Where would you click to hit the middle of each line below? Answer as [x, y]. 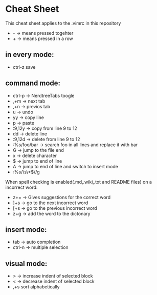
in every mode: [30, 55]
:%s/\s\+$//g [26, 172]
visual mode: [26, 263]
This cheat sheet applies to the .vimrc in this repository [63, 23]
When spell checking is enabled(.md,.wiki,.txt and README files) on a [79, 182]
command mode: [33, 83]
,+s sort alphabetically [36, 287]
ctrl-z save [24, 67]
